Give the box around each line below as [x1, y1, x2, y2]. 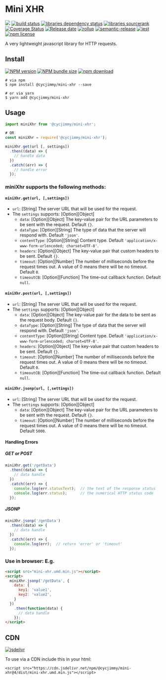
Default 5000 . [19, 428, 46, 434]
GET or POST [5, 451, 33, 456]
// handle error [14, 167, 48, 172]
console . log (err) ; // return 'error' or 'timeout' [14, 541, 123, 546]
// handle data [14, 153, 45, 158]
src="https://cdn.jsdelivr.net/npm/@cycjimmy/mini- [23, 666, 132, 671]
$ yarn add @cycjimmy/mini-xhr [5, 95, 70, 100]
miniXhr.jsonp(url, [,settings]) [5, 386, 74, 391]
